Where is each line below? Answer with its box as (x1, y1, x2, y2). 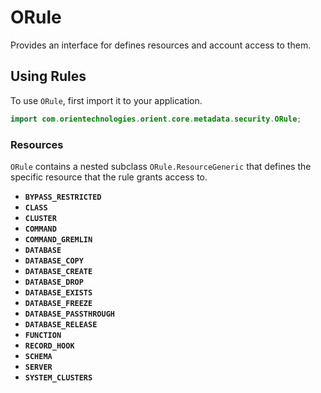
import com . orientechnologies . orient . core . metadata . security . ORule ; (10, 114, 302, 124)
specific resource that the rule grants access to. (10, 171, 208, 183)
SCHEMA (24, 351, 53, 361)
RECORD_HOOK (24, 341, 75, 351)
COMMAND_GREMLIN (24, 234, 93, 245)
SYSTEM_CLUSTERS (24, 372, 93, 383)
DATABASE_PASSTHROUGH (24, 309, 115, 319)
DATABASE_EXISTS (24, 287, 93, 298)
